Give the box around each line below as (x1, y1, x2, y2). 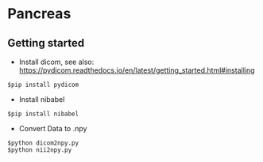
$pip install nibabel (7, 110, 79, 118)
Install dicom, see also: (18, 57, 95, 66)
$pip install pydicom (7, 81, 79, 89)
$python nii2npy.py (7, 146, 72, 154)
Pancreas (7, 5, 72, 23)
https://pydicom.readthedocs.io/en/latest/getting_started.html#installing (18, 66, 255, 75)
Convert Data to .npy (18, 124, 87, 133)
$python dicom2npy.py (7, 139, 79, 147)
